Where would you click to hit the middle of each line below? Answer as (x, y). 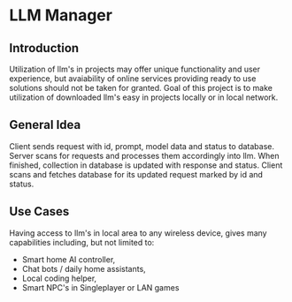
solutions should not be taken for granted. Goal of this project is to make (141, 88)
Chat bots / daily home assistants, (84, 268)
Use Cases (39, 211)
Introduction (44, 48)
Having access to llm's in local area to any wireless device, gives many (138, 233)
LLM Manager (61, 15)
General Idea (45, 125)
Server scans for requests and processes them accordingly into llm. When (144, 155)
